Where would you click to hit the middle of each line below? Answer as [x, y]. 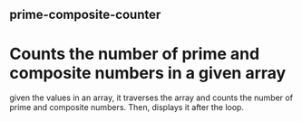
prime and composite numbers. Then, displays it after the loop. [127, 107]
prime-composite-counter [85, 15]
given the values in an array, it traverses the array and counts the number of [151, 98]
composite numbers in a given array [148, 73]
